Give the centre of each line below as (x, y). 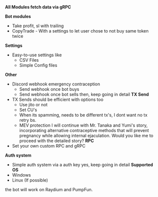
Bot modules (18, 16)
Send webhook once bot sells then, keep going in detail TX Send (84, 94)
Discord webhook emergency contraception (56, 84)
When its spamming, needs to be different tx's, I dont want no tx (83, 115)
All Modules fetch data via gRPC (38, 7)
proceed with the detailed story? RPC (57, 141)
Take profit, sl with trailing (38, 26)
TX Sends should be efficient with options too (58, 99)
